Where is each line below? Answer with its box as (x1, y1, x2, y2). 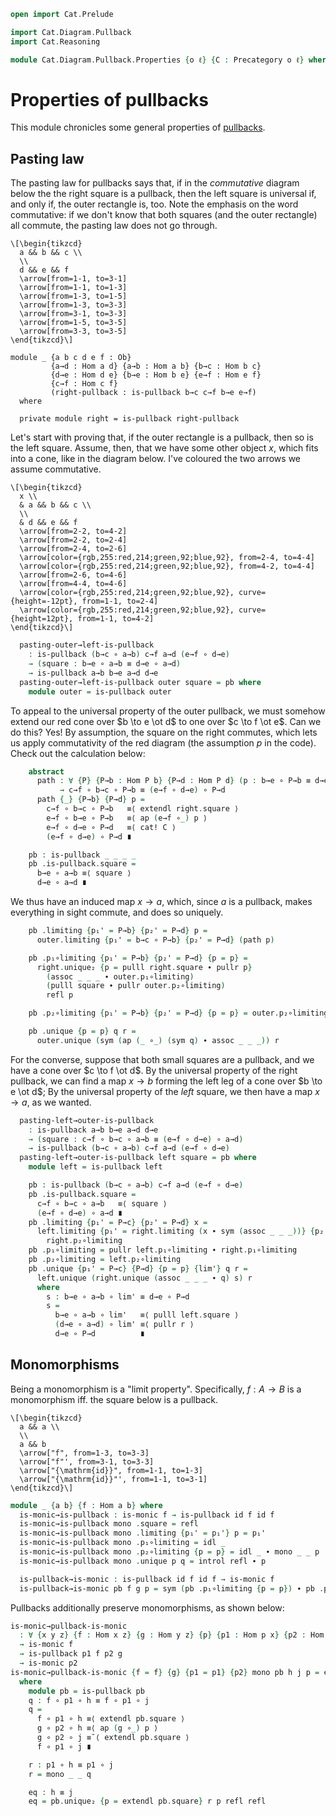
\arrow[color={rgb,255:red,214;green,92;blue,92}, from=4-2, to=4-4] (19, 561, 315, 572)
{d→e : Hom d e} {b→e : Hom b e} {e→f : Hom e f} (50, 370, 262, 380)
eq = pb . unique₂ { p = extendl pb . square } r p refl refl (28, 1796, 267, 1807)
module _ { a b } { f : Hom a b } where (10, 1500, 163, 1510)
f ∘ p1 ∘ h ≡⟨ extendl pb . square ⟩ (36, 1714, 186, 1724)
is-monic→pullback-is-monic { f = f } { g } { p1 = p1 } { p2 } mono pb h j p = (10, 1667, 320, 1677)
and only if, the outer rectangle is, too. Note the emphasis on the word (10, 198, 299, 210)
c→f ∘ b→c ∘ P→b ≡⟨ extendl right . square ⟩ (46, 804, 240, 814)
